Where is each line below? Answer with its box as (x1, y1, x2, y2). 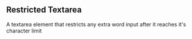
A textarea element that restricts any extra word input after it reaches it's (6, 20, 187, 28)
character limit (6, 27, 42, 34)
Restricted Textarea (6, 5, 82, 15)
